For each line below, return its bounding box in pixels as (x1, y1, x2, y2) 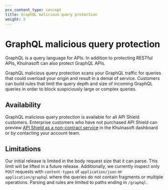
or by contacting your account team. (5, 130, 81, 136)
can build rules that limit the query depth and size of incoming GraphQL (5, 81, 153, 87)
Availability (5, 101, 41, 109)
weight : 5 (5, 17, 26, 22)
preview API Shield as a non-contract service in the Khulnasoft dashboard (5, 125, 158, 131)
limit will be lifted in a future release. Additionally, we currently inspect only (5, 163, 160, 169)
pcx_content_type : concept (5, 7, 62, 13)
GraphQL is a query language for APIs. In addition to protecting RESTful (5, 55, 153, 61)
